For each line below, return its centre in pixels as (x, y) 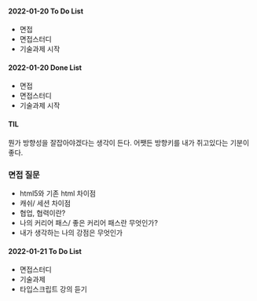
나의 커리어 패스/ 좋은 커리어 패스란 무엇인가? (89, 222)
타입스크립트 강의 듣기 (53, 289)
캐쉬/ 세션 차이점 (45, 203)
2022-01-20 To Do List (46, 11)
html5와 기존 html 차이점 (58, 193)
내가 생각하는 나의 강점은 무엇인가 (71, 233)
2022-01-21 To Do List (45, 251)
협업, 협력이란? (42, 213)
